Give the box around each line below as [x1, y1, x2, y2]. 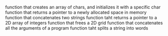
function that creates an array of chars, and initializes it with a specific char [5, 4, 161, 10]
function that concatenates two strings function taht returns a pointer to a [5, 15, 157, 20]
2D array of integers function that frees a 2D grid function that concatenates [5, 20, 163, 26]
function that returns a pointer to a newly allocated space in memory [5, 9, 147, 15]
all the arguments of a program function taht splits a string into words [5, 25, 148, 31]
